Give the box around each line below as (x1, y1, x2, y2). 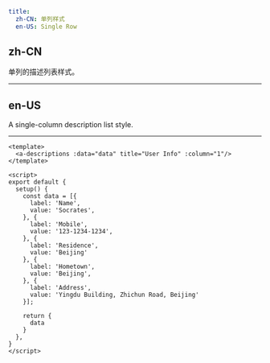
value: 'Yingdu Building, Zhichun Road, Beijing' (29, 291, 199, 299)
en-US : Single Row (15, 23, 78, 31)
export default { (8, 178, 67, 187)
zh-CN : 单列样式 (15, 14, 66, 23)
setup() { (15, 185, 48, 193)
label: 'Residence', (29, 241, 99, 250)
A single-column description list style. (8, 120, 134, 130)
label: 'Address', (29, 284, 92, 292)
